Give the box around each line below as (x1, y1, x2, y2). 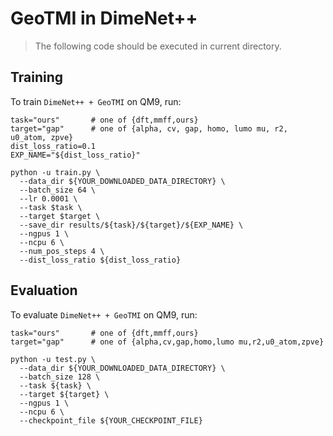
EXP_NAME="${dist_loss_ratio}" (10, 150, 141, 160)
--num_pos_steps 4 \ (19, 246, 105, 256)
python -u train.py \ (10, 167, 101, 177)
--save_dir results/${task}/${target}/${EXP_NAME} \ (19, 220, 244, 230)
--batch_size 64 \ (19, 185, 97, 195)
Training (10, 69, 64, 86)
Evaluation (10, 282, 78, 299)
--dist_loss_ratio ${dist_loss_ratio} (19, 255, 182, 265)
